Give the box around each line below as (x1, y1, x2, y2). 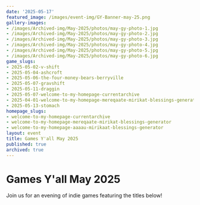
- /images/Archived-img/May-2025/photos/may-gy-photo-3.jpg (6, 36, 159, 42)
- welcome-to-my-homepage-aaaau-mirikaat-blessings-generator (6, 125, 164, 131)
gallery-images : (6, 20, 46, 26)
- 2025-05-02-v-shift (6, 64, 60, 70)
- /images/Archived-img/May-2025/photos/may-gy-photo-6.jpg (6, 53, 159, 59)
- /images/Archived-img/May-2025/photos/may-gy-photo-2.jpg (6, 31, 159, 37)
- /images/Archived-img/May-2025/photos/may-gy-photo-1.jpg (6, 25, 159, 31)
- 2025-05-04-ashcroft (6, 70, 62, 75)
